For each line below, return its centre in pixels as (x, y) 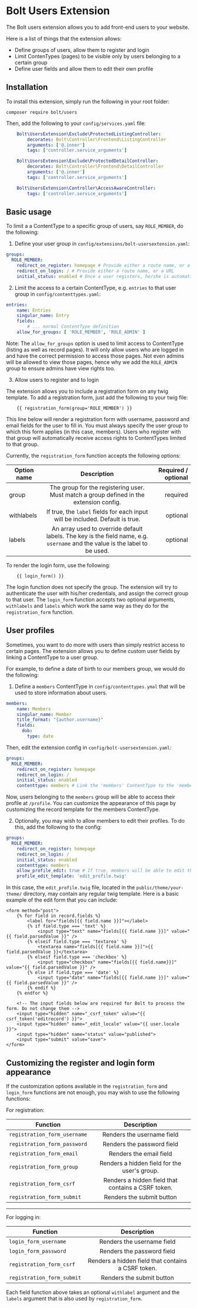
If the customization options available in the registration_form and (87, 1086)
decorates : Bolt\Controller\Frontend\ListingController (97, 140)
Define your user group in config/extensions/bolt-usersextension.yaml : (102, 244)
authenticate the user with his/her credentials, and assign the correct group (97, 593)
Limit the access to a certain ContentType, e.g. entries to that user (95, 287)
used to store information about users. (61, 693)
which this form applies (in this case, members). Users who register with (94, 432)
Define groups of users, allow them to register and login (82, 50)
